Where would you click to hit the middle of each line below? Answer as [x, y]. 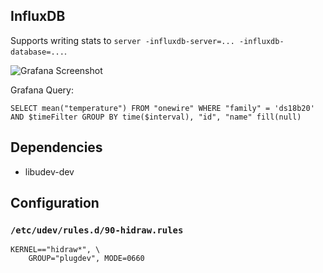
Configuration [55, 203]
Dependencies [56, 147]
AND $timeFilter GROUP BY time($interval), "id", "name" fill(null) [156, 117]
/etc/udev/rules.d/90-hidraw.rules [97, 230]
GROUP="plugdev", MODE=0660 [86, 259]
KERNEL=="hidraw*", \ [55, 250]
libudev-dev [49, 171]
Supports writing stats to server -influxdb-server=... [122, 40]
